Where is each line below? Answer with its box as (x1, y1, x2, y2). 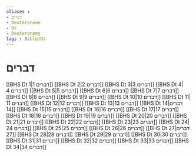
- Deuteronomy (6, 31, 41, 36)
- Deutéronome (6, 19, 41, 25)
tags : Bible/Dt (6, 36, 46, 42)
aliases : (6, 8, 31, 15)
